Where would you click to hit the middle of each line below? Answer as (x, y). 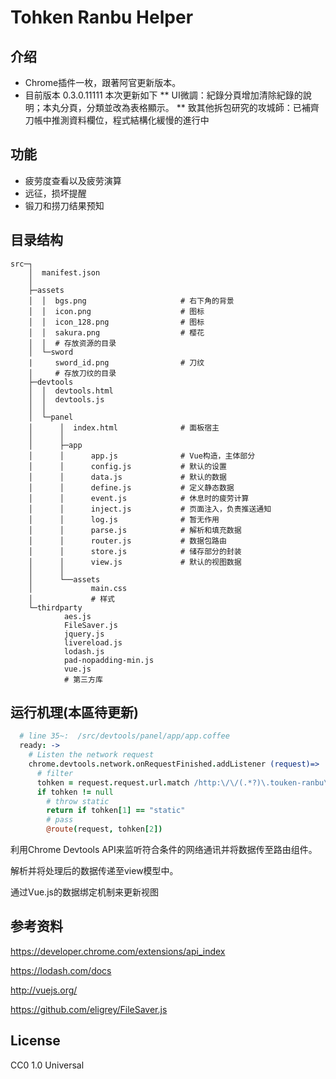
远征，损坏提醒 (55, 193)
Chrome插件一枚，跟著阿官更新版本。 (103, 82)
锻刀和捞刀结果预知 (64, 205)
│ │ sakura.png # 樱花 (116, 332)
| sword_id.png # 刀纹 (116, 362)
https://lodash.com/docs (61, 970)
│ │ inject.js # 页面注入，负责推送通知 (150, 509)
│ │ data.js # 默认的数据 (127, 477)
